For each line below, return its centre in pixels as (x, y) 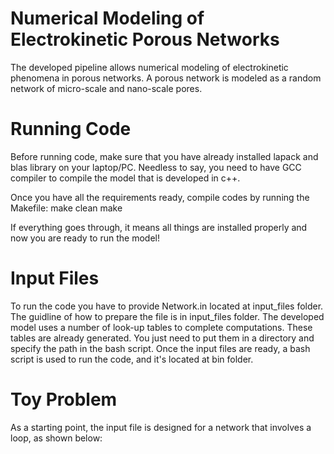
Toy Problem (64, 399)
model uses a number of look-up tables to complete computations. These (161, 327)
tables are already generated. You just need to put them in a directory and (162, 338)
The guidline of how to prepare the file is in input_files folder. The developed (167, 316)
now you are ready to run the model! (85, 238)
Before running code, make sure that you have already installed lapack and (164, 156)
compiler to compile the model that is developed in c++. (125, 178)
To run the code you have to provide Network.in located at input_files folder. (167, 306)
